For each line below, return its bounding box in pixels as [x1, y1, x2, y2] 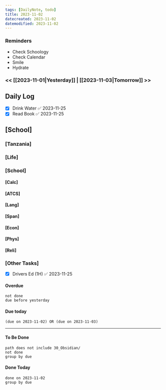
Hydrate [12, 64, 29, 70]
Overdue [5, 282, 24, 288]
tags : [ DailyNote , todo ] [5, 7, 56, 12]
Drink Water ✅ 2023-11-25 [12, 105, 66, 111]
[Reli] [5, 247, 17, 253]
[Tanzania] [5, 140, 32, 147]
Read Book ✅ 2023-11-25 [12, 111, 64, 117]
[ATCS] [5, 190, 21, 196]
